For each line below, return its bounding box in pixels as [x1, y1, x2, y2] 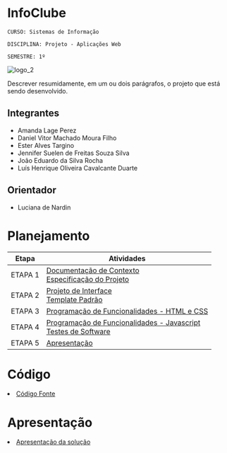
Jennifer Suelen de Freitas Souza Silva [17, 149, 130, 157]
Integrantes [7, 108, 60, 120]
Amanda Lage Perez [17, 126, 77, 134]
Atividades [108, 253, 146, 263]
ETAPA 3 [11, 306, 40, 316]
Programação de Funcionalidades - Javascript [46, 317, 201, 327]
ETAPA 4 [11, 322, 40, 332]
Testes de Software [46, 326, 111, 336]
